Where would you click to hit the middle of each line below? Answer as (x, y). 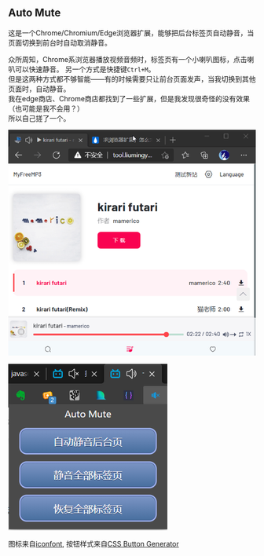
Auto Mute (35, 13)
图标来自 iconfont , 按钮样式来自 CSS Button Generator (93, 544)
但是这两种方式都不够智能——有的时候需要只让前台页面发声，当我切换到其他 (132, 79)
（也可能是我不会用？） (46, 108)
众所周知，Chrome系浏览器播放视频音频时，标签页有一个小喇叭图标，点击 (128, 59)
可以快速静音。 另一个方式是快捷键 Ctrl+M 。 (85, 69)
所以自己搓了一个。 (39, 118)
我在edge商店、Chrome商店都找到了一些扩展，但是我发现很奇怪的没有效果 (129, 98)
